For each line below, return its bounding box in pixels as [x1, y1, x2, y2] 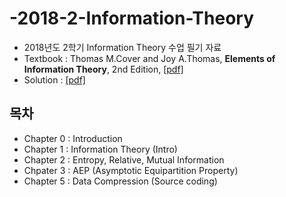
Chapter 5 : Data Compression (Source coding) [23, 175, 218, 187]
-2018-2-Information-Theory [9, 7, 255, 30]
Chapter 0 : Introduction [23, 132, 123, 144]
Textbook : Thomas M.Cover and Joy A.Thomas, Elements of [23, 52, 276, 64]
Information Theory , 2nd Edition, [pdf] [23, 63, 184, 75]
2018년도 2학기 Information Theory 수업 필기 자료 [23, 41, 222, 53]
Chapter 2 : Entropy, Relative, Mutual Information [23, 153, 225, 166]
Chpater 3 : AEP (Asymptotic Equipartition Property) [23, 164, 239, 176]
